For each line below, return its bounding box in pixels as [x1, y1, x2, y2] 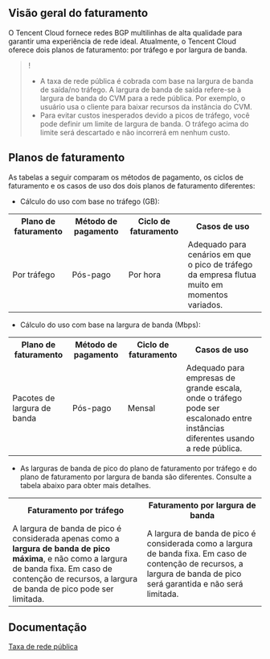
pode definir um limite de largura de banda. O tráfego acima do [39, 118, 249, 128]
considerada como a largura [146, 537, 253, 549]
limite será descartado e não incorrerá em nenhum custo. [39, 127, 231, 137]
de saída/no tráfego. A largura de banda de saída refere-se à [39, 85, 242, 94]
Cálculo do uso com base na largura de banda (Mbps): [19, 320, 201, 329]
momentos [187, 289, 228, 300]
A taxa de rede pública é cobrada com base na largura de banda [39, 76, 254, 85]
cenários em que [187, 249, 252, 260]
